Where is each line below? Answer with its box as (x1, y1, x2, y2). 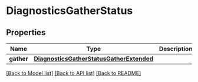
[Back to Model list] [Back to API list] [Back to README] (6, 70, 141, 77)
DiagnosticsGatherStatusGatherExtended (34, 54, 154, 63)
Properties (6, 28, 46, 37)
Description (159, 45, 193, 53)
